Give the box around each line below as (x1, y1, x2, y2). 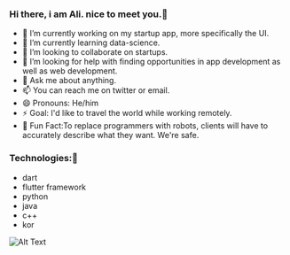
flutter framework (21, 182, 87, 192)
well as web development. (21, 66, 118, 76)
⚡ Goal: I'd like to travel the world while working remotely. (21, 108, 232, 119)
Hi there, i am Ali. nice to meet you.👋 (9, 8, 169, 20)
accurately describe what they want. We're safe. (21, 130, 200, 141)
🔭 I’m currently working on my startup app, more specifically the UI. (21, 28, 270, 39)
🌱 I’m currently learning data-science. (21, 37, 161, 48)
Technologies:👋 (9, 152, 78, 165)
